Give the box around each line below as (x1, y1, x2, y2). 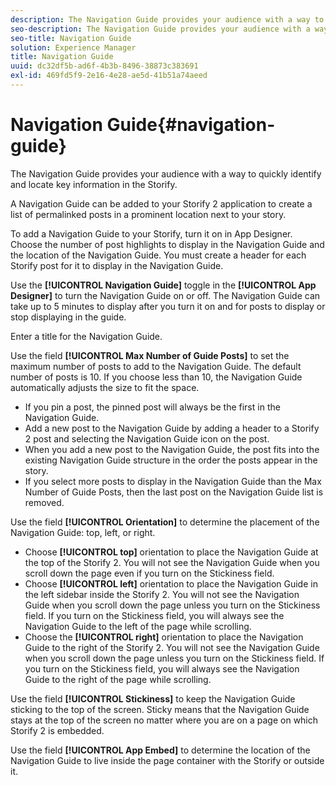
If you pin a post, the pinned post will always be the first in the (24, 401, 281, 413)
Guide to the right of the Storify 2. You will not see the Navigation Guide (24, 641, 320, 653)
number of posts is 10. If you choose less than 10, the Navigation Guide (10, 371, 303, 383)
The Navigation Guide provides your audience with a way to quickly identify (10, 167, 322, 180)
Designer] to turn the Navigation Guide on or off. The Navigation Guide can (10, 289, 321, 301)
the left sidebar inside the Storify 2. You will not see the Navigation (24, 588, 300, 600)
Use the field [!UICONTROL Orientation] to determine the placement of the (10, 516, 320, 528)
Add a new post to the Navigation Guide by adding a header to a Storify (24, 422, 320, 434)
